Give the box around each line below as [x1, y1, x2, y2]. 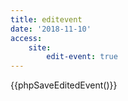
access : [10, 33, 43, 43]
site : [28, 42, 52, 53]
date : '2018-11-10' [10, 24, 92, 34]
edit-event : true [46, 52, 118, 62]
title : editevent [10, 14, 83, 25]
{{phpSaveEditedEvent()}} [10, 79, 118, 91]
